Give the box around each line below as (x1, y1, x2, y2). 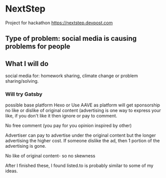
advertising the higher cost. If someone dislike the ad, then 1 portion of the (5, 138, 160, 144)
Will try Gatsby (5, 91, 43, 98)
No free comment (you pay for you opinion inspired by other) (5, 123, 132, 129)
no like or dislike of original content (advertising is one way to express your (5, 107, 161, 113)
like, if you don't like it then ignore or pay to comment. (5, 113, 118, 119)
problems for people (5, 42, 71, 51)
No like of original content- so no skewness (5, 153, 96, 159)
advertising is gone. (5, 143, 46, 149)
